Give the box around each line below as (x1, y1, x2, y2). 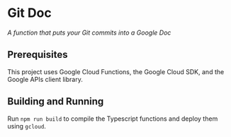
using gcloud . (7, 121, 46, 130)
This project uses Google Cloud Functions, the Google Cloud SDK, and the (7, 67, 225, 76)
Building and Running (7, 95, 104, 107)
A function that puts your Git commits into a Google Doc (7, 28, 171, 37)
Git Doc (7, 5, 52, 21)
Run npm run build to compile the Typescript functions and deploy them (7, 114, 218, 123)
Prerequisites (7, 49, 68, 61)
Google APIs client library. (7, 75, 83, 83)
